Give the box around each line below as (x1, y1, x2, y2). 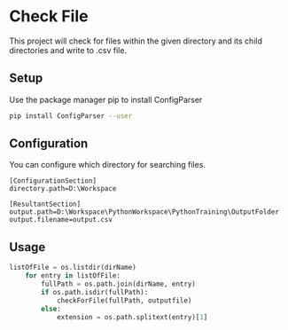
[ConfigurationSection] (9, 177, 97, 185)
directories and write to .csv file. (9, 44, 127, 55)
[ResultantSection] (9, 200, 82, 209)
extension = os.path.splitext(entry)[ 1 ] (56, 312, 208, 321)
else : (41, 304, 62, 313)
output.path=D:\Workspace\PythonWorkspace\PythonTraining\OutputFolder (9, 208, 279, 216)
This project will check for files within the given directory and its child (9, 35, 263, 46)
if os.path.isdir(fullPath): (41, 287, 149, 296)
